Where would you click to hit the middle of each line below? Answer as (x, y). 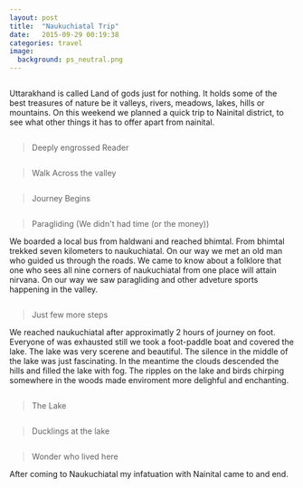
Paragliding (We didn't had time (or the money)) (120, 224)
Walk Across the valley (74, 173)
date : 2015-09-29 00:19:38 (64, 34)
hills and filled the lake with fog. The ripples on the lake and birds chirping (147, 371)
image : (22, 52)
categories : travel (46, 43)
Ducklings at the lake (71, 431)
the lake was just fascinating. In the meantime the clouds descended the (144, 361)
